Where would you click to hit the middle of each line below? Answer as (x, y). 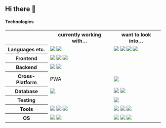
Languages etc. (27, 50)
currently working (80, 34)
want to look (136, 34)
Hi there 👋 (21, 9)
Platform (26, 83)
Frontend (26, 59)
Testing (26, 100)
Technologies (20, 21)
